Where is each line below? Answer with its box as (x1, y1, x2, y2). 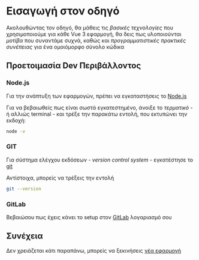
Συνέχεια (6, 231, 43, 241)
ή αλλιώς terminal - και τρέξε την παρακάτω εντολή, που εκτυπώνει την (6, 110, 188, 118)
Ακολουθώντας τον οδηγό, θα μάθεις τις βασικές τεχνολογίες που (6, 24, 174, 31)
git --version (6, 186, 42, 192)
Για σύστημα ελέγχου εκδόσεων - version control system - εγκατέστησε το (6, 156, 194, 163)
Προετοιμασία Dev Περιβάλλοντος (6, 61, 141, 71)
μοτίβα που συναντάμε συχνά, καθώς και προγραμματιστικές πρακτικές (6, 37, 186, 44)
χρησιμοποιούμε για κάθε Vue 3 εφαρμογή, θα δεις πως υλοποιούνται (6, 30, 182, 37)
